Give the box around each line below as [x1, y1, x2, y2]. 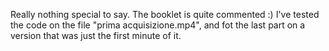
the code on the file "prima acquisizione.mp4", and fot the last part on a [10, 19, 306, 31]
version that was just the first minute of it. [10, 30, 182, 41]
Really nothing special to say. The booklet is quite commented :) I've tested [10, 9, 320, 20]
